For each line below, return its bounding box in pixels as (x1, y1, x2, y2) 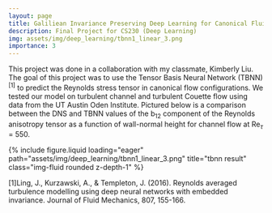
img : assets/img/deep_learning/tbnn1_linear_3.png (8, 34, 183, 43)
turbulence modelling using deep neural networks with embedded (8, 187, 228, 197)
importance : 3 (8, 42, 57, 50)
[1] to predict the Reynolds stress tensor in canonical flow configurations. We (8, 82, 264, 92)
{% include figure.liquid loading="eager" (8, 145, 144, 155)
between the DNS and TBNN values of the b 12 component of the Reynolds (8, 109, 256, 120)
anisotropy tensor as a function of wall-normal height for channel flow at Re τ (8, 119, 263, 130)
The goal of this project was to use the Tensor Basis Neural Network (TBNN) (8, 73, 263, 83)
